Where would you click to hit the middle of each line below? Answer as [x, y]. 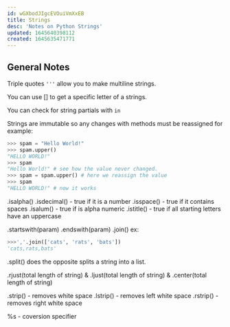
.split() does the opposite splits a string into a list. [77, 262]
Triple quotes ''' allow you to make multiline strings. [82, 83]
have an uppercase [34, 216]
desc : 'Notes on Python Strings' [55, 26]
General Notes [38, 67]
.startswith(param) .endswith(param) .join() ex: [73, 229]
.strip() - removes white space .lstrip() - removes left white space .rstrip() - [113, 295]
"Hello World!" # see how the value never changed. [82, 169]
